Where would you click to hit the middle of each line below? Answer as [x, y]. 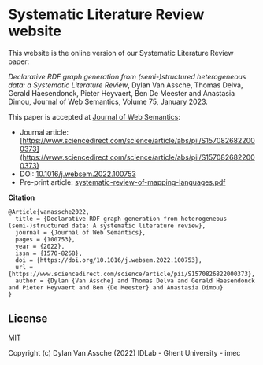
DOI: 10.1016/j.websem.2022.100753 [78, 174]
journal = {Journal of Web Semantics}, [81, 232]
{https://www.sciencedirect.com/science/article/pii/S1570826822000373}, [132, 274]
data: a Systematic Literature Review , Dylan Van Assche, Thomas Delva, [126, 85]
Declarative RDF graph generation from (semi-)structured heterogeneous [127, 76]
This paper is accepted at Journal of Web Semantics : [94, 116]
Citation [22, 197]
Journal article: [44, 132]
